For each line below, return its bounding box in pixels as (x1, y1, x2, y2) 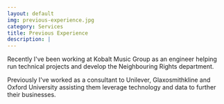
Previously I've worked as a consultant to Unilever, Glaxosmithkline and (7, 76, 211, 84)
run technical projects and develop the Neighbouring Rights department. (7, 62, 214, 71)
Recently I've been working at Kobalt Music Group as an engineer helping (7, 55, 217, 63)
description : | (7, 36, 51, 43)
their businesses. (7, 91, 57, 99)
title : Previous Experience (7, 29, 89, 37)
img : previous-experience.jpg (7, 17, 95, 24)
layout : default (7, 10, 54, 17)
